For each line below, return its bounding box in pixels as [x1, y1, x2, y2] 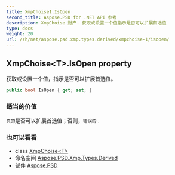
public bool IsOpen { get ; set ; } [6, 87, 93, 93]
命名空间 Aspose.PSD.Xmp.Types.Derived [14, 155, 118, 162]
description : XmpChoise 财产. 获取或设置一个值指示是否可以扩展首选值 [6, 20, 167, 26]
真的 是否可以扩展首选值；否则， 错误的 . [6, 117, 100, 124]
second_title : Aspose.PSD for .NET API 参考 [6, 14, 117, 20]
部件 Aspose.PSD [14, 162, 58, 169]
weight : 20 [6, 31, 33, 37]
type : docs [6, 25, 33, 32]
